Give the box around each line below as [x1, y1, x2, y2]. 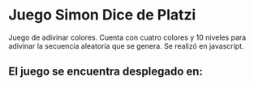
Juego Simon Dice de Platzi [8, 6, 196, 24]
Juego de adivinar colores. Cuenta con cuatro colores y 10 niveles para [8, 32, 247, 42]
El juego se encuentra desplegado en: [8, 65, 203, 79]
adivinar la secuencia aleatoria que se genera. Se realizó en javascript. [8, 41, 245, 50]
